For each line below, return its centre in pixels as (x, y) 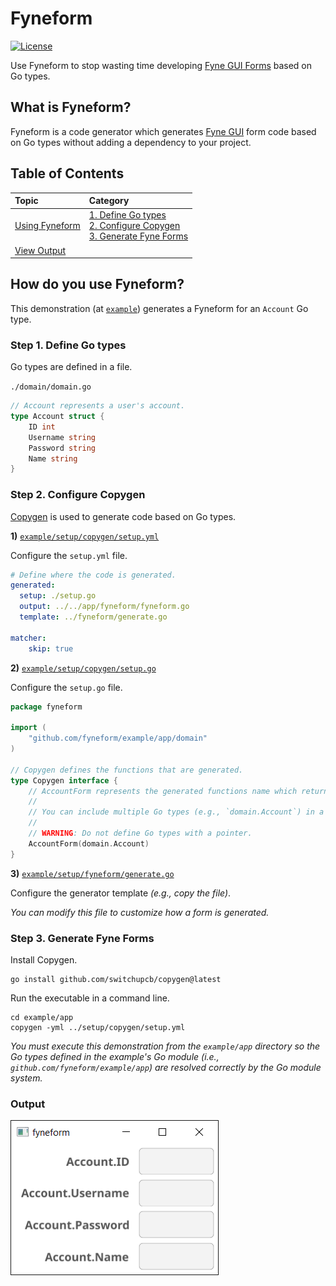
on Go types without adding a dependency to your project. (131, 142)
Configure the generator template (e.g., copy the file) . (121, 893)
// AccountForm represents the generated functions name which (163, 791)
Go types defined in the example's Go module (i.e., (115, 1057)
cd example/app (42, 1018)
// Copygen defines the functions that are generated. (127, 770)
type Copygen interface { (64, 780)
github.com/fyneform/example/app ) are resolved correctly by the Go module (166, 1068)
